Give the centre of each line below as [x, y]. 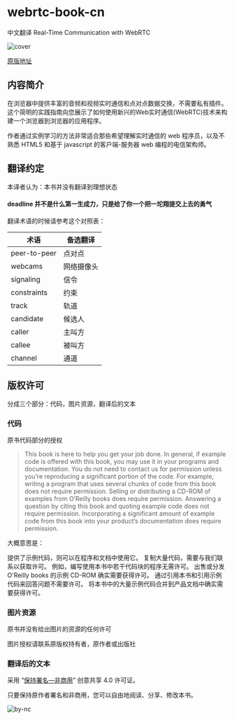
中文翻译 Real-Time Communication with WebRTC [79, 32]
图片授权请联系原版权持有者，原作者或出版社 [72, 644]
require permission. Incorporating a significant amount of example [119, 513]
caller [20, 332]
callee [21, 345]
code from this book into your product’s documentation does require [123, 521]
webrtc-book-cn [56, 12]
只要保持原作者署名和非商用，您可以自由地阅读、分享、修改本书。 [102, 695]
